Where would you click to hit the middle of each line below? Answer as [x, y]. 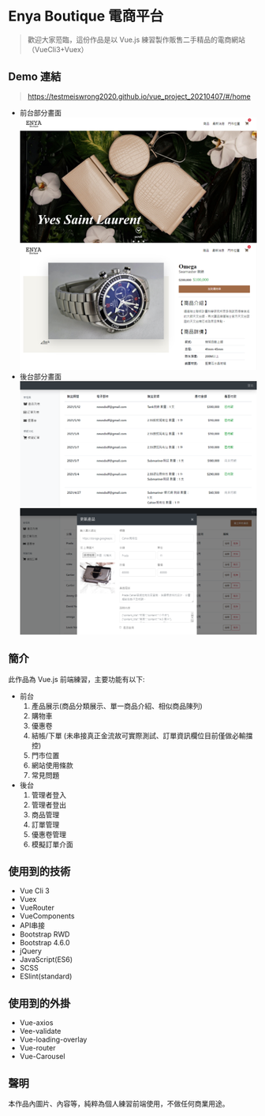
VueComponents [47, 916]
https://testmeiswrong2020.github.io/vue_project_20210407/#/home [139, 96]
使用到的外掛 [39, 1003]
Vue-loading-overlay [53, 1039]
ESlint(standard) [46, 976]
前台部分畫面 [40, 112]
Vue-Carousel [42, 1057]
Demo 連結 [35, 77]
